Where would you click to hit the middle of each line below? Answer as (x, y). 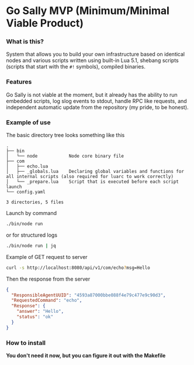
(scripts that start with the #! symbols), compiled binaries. (76, 67)
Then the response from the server (48, 279)
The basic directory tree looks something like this (65, 135)
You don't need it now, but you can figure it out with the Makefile (86, 355)
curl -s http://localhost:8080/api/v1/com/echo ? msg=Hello (78, 268)
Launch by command (32, 213)
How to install (26, 343)
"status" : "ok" (35, 317)
